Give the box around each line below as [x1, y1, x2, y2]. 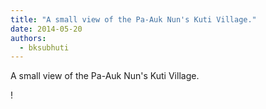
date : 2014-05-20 [10, 24, 83, 34]
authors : [10, 33, 47, 43]
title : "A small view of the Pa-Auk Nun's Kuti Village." [10, 14, 257, 25]
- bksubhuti [19, 42, 70, 53]
